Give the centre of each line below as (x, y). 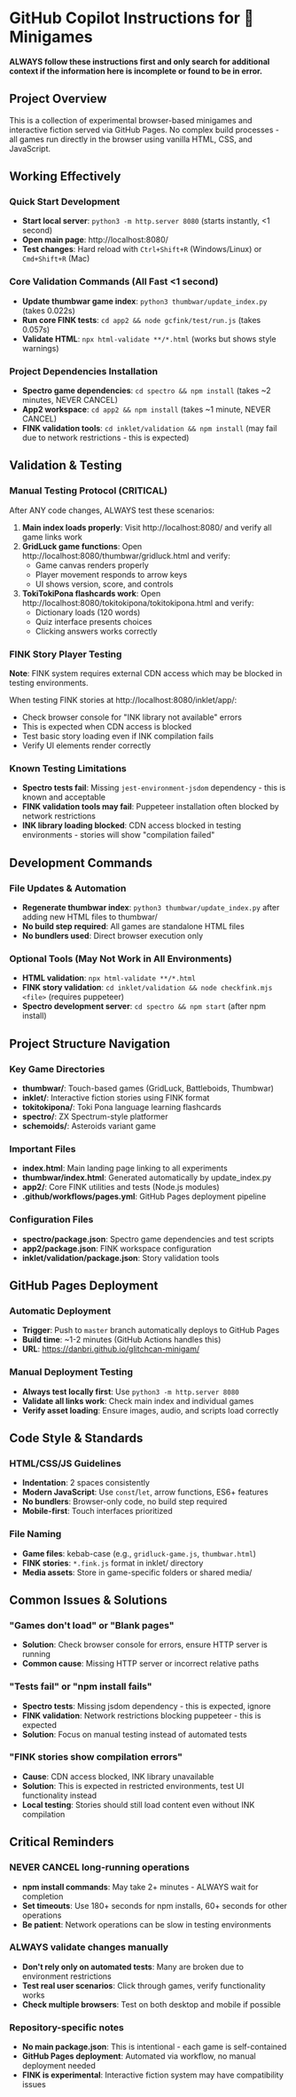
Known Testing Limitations (68, 769)
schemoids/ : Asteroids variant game (89, 1125)
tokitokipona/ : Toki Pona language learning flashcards (121, 1107)
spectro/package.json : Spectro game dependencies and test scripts (148, 1239)
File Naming (35, 1534)
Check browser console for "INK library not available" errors (132, 717)
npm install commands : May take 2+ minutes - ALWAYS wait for (140, 1887)
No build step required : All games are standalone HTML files (133, 926)
